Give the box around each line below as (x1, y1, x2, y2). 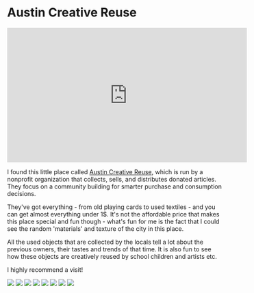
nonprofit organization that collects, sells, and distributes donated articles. (7, 175, 217, 183)
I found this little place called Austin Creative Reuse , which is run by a (7, 167, 203, 176)
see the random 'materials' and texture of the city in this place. (7, 224, 184, 233)
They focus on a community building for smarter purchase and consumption (7, 182, 223, 191)
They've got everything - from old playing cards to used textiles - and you (7, 203, 216, 211)
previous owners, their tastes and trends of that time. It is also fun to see (7, 245, 212, 253)
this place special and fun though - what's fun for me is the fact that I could (7, 217, 220, 225)
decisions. (7, 189, 36, 197)
